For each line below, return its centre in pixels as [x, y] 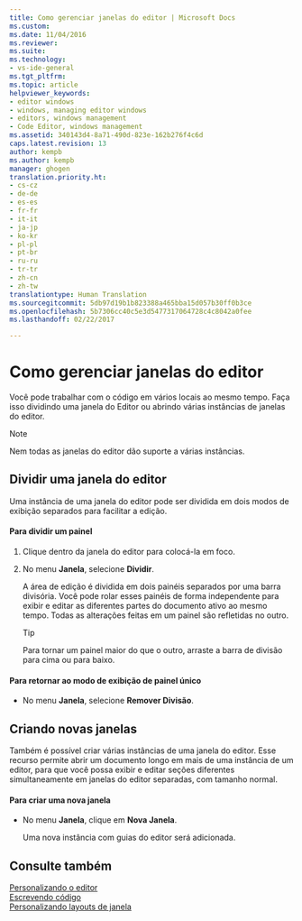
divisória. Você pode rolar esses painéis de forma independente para [151, 596]
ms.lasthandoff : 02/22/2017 [62, 320]
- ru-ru [24, 261]
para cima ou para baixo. [69, 660]
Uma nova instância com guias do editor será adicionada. [129, 838]
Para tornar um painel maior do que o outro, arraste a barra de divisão [152, 650]
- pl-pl [24, 244]
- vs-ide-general [42, 69]
